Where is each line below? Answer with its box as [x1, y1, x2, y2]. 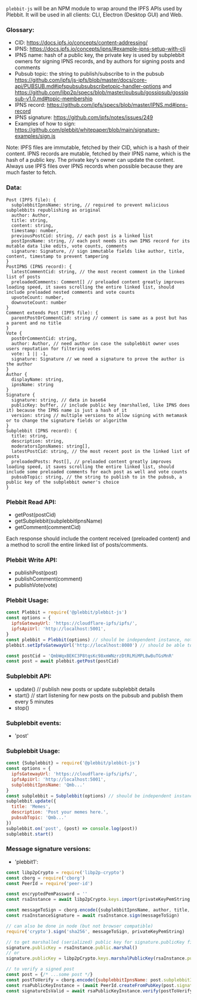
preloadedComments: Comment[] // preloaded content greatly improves [11, 279, 185, 285]
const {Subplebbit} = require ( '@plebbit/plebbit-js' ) [6, 760, 141, 766]
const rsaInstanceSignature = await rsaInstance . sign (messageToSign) [6, 913, 180, 918]
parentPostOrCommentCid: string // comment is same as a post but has [11, 315, 188, 321]
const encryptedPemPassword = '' [6, 891, 88, 897]
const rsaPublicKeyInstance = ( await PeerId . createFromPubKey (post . [6, 982, 177, 988]
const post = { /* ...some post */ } [6, 972, 93, 978]
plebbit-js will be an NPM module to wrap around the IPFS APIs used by [6, 5, 183, 12]
